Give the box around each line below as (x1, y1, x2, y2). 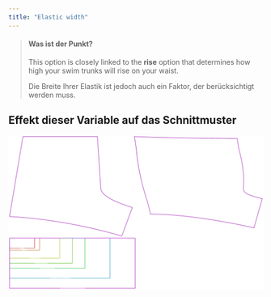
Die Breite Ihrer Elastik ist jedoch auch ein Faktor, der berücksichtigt (28, 81, 255, 91)
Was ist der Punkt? (28, 39, 93, 49)
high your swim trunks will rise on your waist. (28, 66, 180, 75)
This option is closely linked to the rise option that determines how (28, 57, 251, 66)
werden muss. (28, 90, 76, 100)
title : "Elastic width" (8, 13, 89, 21)
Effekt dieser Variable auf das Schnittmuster (8, 113, 237, 127)
